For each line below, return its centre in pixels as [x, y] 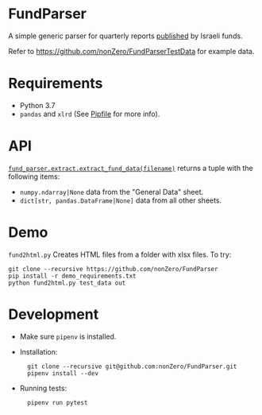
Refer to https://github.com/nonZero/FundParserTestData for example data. [131, 51]
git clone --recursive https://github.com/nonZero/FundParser [113, 269]
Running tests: [43, 388]
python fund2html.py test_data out [67, 283]
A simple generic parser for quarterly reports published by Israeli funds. [126, 36]
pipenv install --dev [63, 373]
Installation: [39, 351]
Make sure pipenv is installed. [68, 336]
